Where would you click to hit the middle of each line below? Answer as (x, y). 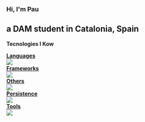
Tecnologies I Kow (30, 44)
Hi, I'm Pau (23, 9)
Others (15, 81)
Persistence (22, 93)
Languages (21, 55)
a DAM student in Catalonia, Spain (73, 29)
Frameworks (23, 68)
